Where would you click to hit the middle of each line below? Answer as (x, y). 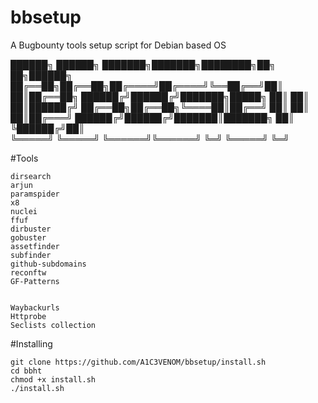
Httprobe (28, 316)
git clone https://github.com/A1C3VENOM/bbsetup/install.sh (138, 362)
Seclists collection (53, 325)
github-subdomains (48, 264)
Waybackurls (35, 307)
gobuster (28, 237)
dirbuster (31, 229)
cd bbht (26, 371)
